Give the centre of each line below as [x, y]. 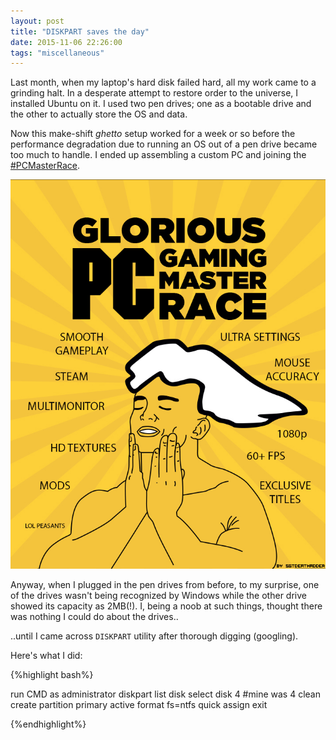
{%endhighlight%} [48, 724]
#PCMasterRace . [45, 166]
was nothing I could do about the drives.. [94, 616]
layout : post [37, 21]
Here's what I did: [46, 655]
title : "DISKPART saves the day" [80, 31]
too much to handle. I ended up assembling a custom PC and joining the [158, 155]
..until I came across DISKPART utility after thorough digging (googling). [154, 636]
